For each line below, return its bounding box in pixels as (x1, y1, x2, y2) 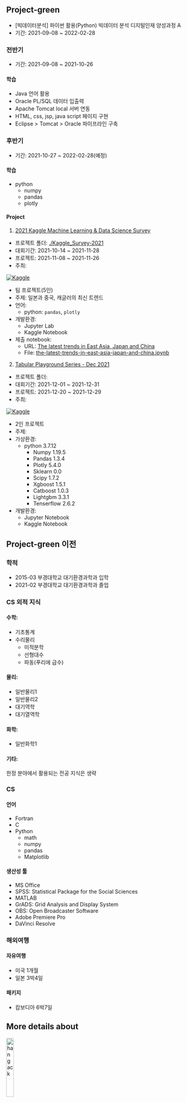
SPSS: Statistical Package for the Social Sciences (14, 888, 138, 895)
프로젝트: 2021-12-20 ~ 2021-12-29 (14, 389, 101, 396)
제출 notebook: (14, 336, 52, 343)
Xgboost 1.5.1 (33, 481, 66, 488)
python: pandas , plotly (24, 308, 80, 316)
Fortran (14, 815, 34, 822)
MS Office (14, 881, 40, 889)
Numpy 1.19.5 (33, 449, 66, 456)
